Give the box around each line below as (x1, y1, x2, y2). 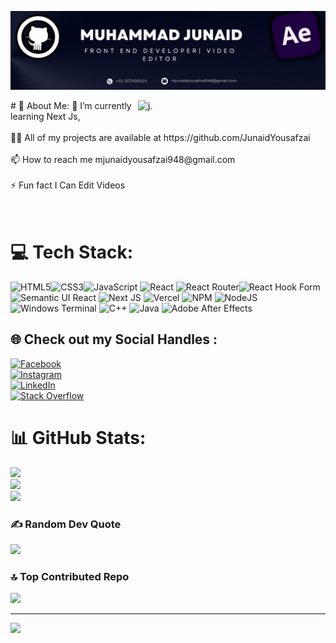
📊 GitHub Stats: (10, 426, 147, 449)
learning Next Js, (10, 111, 81, 122)
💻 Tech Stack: (10, 241, 134, 264)
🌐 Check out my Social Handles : (10, 331, 218, 348)
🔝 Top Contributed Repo (10, 569, 130, 583)
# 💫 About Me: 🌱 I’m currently (10, 100, 132, 111)
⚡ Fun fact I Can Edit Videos (10, 179, 126, 191)
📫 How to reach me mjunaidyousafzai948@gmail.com (10, 154, 236, 165)
